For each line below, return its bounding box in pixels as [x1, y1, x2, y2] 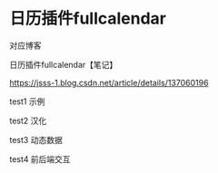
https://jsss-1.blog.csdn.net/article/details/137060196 [9, 77, 209, 88]
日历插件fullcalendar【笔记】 [9, 59, 118, 70]
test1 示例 [9, 96, 45, 107]
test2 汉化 [9, 115, 47, 126]
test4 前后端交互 [9, 153, 71, 164]
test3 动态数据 [9, 134, 64, 145]
